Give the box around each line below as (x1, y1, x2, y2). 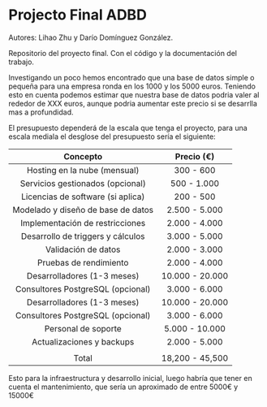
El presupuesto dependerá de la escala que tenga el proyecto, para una (8, 123, 248, 132)
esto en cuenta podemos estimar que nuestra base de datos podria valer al (8, 89, 260, 99)
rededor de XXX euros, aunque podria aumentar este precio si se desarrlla (8, 98, 258, 108)
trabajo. (8, 57, 35, 67)
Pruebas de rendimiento (37, 257, 129, 268)
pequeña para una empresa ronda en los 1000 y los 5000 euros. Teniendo (8, 81, 256, 91)
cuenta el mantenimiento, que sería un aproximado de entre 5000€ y (8, 382, 239, 392)
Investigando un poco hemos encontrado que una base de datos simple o (8, 72, 255, 82)
